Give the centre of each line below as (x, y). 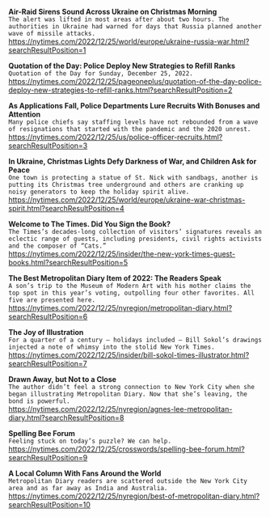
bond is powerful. (39, 401)
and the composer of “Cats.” (57, 246)
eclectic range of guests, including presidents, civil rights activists (135, 239)
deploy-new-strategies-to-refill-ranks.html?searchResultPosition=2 (120, 90)
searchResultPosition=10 (50, 504)
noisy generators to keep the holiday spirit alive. (99, 192)
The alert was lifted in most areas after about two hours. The (119, 19)
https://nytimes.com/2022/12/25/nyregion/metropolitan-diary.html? (120, 308)
